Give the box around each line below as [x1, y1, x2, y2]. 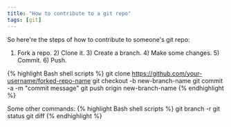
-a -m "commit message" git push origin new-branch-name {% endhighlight [7, 84, 225, 92]
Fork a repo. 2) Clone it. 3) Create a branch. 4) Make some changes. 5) [17, 49, 220, 57]
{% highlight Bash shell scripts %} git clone [7, 69, 131, 78]
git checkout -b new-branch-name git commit [92, 76, 223, 84]
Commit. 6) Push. [17, 56, 67, 64]
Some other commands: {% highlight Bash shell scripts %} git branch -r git [7, 104, 220, 113]
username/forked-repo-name [7, 76, 91, 84]
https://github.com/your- [131, 69, 203, 78]
